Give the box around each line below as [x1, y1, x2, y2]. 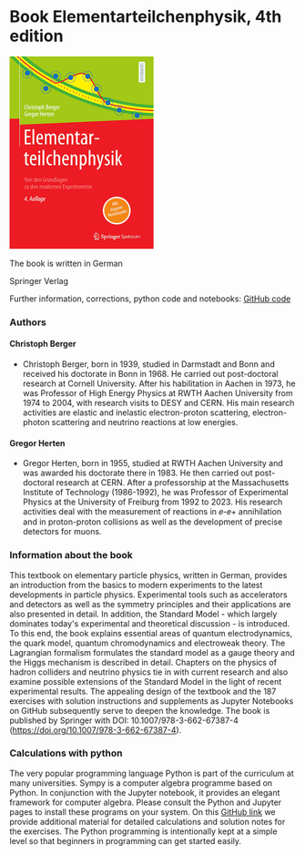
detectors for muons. [22, 526, 102, 537]
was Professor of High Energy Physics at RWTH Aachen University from [22, 388, 293, 399]
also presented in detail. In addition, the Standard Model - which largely [9, 608, 278, 619]
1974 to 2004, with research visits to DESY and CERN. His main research [22, 398, 295, 409]
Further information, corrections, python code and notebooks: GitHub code [9, 293, 291, 304]
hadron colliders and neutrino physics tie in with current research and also [9, 667, 289, 677]
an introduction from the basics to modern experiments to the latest [9, 579, 263, 590]
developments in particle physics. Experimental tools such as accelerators [9, 589, 289, 600]
